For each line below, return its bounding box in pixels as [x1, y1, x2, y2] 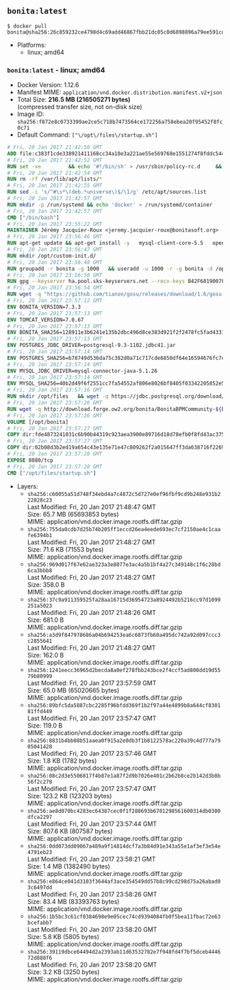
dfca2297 [27, 813, 53, 820]
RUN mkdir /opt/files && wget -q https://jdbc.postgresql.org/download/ [7, 393, 225, 400]
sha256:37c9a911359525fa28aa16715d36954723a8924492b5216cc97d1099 [27, 596, 221, 603]
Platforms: [16, 41, 47, 49]
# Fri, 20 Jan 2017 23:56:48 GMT [7, 258, 103, 266]
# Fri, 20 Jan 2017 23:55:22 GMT [7, 221, 103, 227]
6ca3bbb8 [27, 567, 53, 574]
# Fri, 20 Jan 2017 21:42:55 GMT [7, 182, 103, 189]
